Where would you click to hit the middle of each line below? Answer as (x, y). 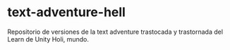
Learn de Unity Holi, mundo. (48, 39)
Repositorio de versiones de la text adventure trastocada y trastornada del (115, 32)
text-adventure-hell (66, 12)
